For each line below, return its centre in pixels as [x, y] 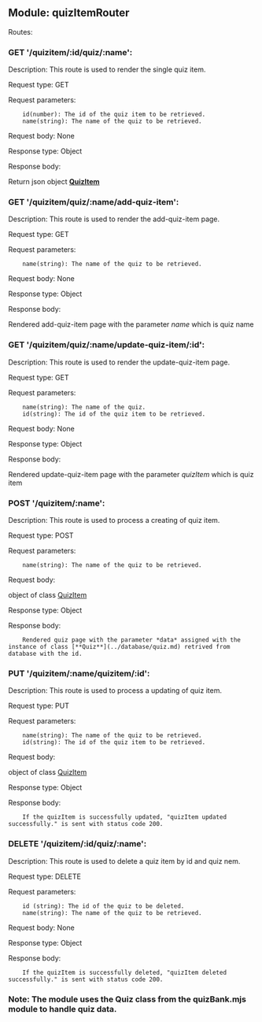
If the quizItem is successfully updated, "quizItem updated [124, 817]
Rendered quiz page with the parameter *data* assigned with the [132, 640]
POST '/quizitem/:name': [57, 503]
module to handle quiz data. [63, 1009]
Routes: [20, 31]
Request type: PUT [39, 706]
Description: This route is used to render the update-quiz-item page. [119, 362]
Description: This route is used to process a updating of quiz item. [115, 691]
